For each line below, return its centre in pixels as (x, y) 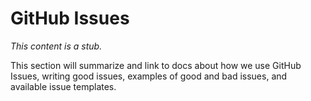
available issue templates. (63, 86)
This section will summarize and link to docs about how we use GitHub (156, 65)
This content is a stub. (56, 46)
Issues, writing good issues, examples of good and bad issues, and (149, 76)
